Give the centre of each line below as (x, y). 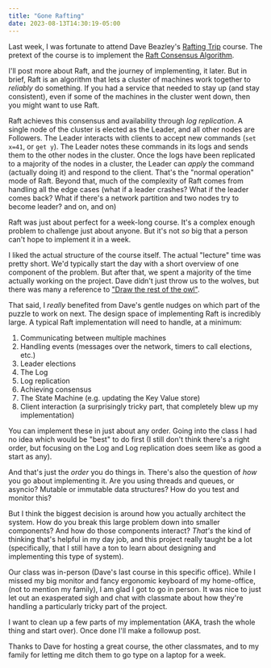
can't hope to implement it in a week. (70, 239)
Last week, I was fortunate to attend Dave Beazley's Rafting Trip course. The (135, 46)
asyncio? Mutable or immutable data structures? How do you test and (124, 489)
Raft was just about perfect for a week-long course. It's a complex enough (132, 222)
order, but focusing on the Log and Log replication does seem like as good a (135, 447)
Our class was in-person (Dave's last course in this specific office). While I (132, 572)
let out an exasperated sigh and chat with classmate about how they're (126, 598)
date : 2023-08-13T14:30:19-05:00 (65, 23)
